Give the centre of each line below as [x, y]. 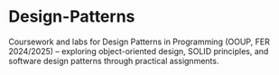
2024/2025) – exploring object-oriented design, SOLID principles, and [139, 51]
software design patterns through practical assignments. [114, 61]
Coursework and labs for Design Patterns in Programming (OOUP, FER [139, 42]
